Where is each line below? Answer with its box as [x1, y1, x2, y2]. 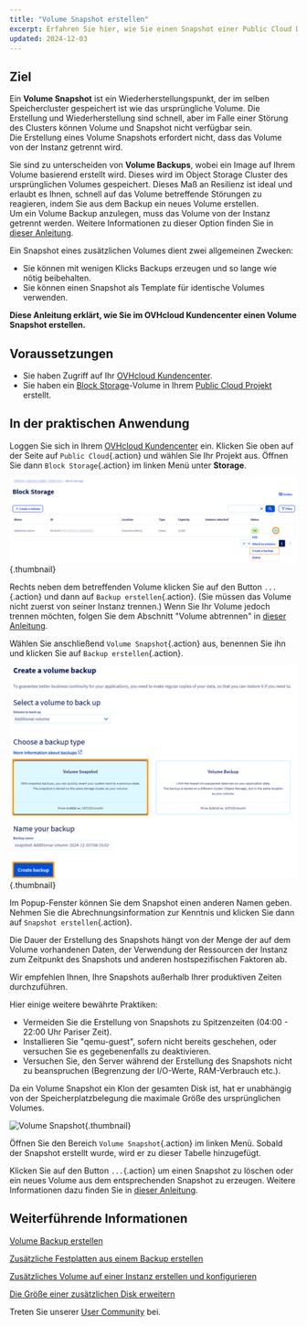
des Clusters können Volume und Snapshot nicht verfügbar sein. [9, 122, 253, 133]
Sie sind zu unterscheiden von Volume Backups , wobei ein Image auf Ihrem [9, 160, 295, 171]
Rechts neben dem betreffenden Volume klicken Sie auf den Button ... [9, 581, 277, 593]
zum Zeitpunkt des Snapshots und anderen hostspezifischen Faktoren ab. [9, 954, 288, 965]
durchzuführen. [9, 981, 69, 992]
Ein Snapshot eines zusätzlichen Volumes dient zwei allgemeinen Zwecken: [9, 245, 294, 256]
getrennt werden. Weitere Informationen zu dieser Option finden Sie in [9, 217, 274, 228]
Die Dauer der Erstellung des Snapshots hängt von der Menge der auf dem [9, 935, 291, 946]
